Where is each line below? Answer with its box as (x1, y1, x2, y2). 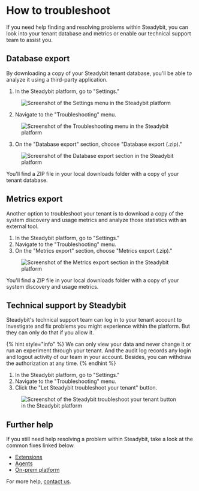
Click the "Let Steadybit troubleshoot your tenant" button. (14, 384, 158, 391)
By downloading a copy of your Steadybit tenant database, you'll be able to (6, 70, 192, 77)
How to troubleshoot (6, 4, 111, 17)
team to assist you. (6, 36, 53, 43)
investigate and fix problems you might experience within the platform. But (6, 322, 191, 330)
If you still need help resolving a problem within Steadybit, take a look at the (6, 436, 194, 443)
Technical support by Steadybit (6, 300, 126, 310)
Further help (6, 420, 54, 430)
